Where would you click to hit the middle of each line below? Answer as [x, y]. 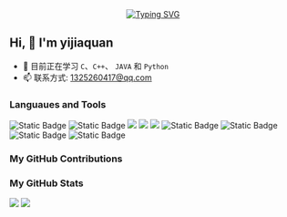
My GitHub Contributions [66, 159]
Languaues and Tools [58, 104]
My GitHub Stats [46, 183]
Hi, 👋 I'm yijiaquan [61, 43]
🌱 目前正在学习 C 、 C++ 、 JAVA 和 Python [95, 66]
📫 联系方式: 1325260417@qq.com [87, 77]
